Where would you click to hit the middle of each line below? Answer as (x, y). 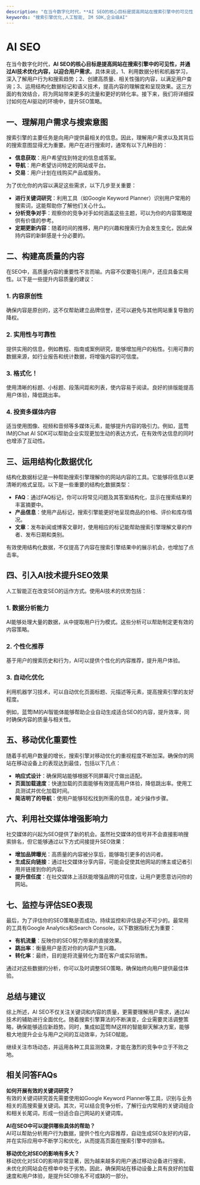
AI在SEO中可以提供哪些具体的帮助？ (51, 1126)
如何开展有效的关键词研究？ (40, 1091)
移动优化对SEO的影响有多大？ (43, 1153)
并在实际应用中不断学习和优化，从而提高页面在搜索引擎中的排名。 (87, 1140)
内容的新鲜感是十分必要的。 (54, 235)
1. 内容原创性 (24, 296)
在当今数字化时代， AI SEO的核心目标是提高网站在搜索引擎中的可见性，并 (96, 64)
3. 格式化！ (22, 373)
